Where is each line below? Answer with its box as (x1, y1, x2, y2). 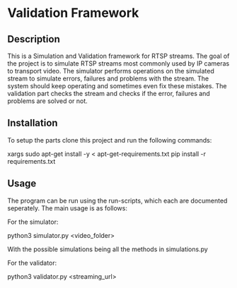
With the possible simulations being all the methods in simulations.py (7, 245, 209, 253)
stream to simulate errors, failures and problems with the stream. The (7, 74, 209, 83)
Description (7, 33, 60, 45)
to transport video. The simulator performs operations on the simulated (7, 67, 214, 75)
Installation (7, 117, 58, 129)
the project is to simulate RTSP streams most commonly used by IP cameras (7, 59, 230, 68)
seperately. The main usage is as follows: (7, 203, 127, 212)
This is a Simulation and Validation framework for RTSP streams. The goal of (7, 52, 230, 60)
